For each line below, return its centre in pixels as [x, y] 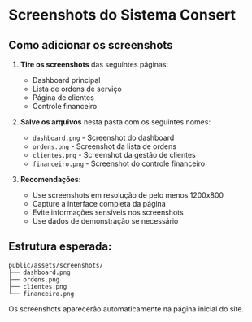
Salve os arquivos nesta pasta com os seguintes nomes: [115, 122]
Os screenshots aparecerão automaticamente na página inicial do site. [126, 309]
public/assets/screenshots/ [56, 265]
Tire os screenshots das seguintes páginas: [94, 64]
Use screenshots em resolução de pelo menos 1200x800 [128, 195]
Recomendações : [50, 179]
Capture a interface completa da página [99, 204]
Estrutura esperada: [60, 247]
